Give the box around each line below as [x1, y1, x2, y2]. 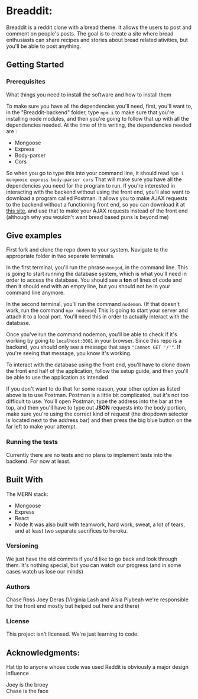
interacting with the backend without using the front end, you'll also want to [6, 188, 190, 195]
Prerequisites [6, 78, 46, 86]
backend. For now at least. [6, 458, 71, 465]
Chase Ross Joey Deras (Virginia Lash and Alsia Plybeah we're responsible [6, 596, 189, 603]
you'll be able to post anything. [6, 43, 82, 50]
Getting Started [6, 60, 64, 70]
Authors [6, 582, 31, 591]
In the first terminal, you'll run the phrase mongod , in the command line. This [6, 264, 188, 271]
